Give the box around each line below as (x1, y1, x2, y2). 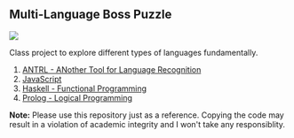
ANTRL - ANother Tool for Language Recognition (21, 64, 202, 74)
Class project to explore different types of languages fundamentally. (9, 47, 258, 57)
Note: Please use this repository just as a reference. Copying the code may (9, 110, 284, 120)
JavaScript (21, 73, 62, 84)
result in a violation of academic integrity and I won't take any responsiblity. (9, 119, 286, 129)
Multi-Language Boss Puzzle (9, 7, 172, 22)
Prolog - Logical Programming (21, 92, 133, 103)
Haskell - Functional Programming (21, 83, 147, 94)
